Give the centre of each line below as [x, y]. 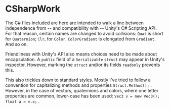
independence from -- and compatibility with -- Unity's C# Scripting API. [81, 28]
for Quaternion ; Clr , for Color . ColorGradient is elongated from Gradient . [80, 39]
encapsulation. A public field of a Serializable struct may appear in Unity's [85, 59]
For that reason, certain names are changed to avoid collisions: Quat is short [84, 33]
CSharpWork [33, 9]
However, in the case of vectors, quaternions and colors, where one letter [82, 90]
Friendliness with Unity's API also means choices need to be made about [81, 54]
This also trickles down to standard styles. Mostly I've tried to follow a [78, 80]
